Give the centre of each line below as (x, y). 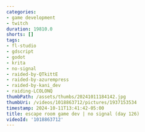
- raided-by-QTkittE (32, 74)
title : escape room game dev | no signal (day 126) (73, 114)
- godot (16, 57)
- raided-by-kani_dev (34, 86)
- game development (31, 18)
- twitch (17, 23)
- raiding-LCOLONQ (29, 91)
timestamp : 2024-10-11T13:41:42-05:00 (55, 108)
